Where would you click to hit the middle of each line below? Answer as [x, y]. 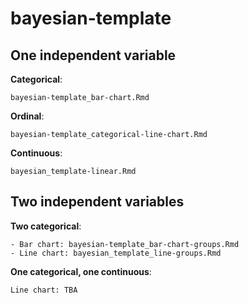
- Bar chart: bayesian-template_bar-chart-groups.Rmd [125, 244]
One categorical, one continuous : [81, 271]
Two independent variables [97, 202]
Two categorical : [46, 226]
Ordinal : [27, 116]
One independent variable [93, 55]
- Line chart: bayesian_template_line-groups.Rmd [116, 253]
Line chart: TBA [44, 290]
